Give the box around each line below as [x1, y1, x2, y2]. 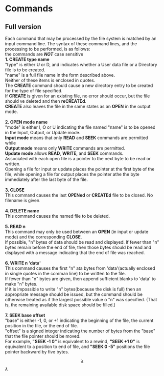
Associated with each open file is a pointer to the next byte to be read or [5, 156, 151, 161]
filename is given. [5, 198, 41, 203]
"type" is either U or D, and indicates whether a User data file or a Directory [5, 62, 158, 67]
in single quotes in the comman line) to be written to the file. [5, 271, 126, 276]
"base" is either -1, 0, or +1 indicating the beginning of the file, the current [5, 318, 154, 323]
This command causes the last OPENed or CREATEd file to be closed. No [5, 192, 153, 198]
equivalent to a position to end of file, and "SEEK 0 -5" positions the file [5, 344, 150, 349]
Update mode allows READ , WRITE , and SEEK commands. [5, 150, 124, 156]
